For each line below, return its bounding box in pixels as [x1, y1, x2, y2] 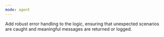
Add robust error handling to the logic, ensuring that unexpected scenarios [5, 21, 159, 27]
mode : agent [5, 7, 30, 12]
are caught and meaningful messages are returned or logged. [5, 26, 132, 32]
